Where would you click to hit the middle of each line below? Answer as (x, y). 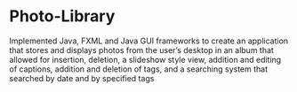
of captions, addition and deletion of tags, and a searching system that (139, 69)
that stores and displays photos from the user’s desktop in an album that (141, 50)
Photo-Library (62, 16)
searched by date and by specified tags (82, 78)
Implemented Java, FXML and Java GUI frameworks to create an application (149, 41)
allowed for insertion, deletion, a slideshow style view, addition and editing (145, 59)
